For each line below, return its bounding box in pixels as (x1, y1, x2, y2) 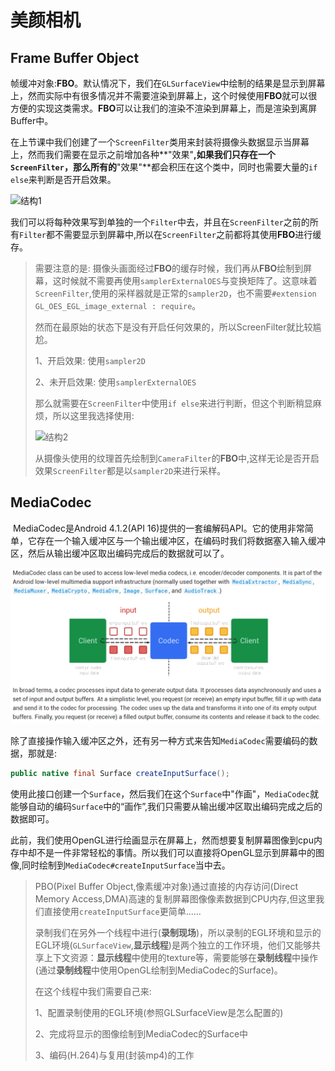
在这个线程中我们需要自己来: (34, 986, 152, 998)
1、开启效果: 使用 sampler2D (34, 355, 146, 366)
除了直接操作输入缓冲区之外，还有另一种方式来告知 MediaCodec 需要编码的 (10, 735, 310, 747)
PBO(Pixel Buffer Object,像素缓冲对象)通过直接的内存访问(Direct (34, 881, 299, 893)
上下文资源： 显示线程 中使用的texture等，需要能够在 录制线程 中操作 (43, 952, 319, 964)
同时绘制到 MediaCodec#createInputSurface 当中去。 (21, 859, 231, 871)
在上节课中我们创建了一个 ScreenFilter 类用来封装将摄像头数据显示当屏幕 (10, 136, 310, 148)
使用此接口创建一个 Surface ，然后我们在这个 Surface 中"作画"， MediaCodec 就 (10, 788, 319, 800)
